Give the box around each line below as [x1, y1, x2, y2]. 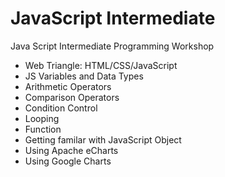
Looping [24, 112, 60, 124]
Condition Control [24, 102, 98, 114]
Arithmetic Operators [24, 80, 112, 92]
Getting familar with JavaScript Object [24, 133, 182, 146]
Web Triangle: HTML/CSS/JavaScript [24, 59, 178, 71]
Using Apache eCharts [24, 144, 119, 156]
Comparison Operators [24, 91, 120, 103]
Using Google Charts [24, 155, 112, 167]
